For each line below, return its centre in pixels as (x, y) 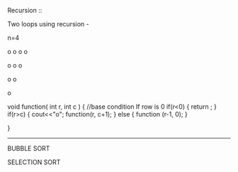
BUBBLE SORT (29, 148)
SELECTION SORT (34, 162)
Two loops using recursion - (49, 24)
